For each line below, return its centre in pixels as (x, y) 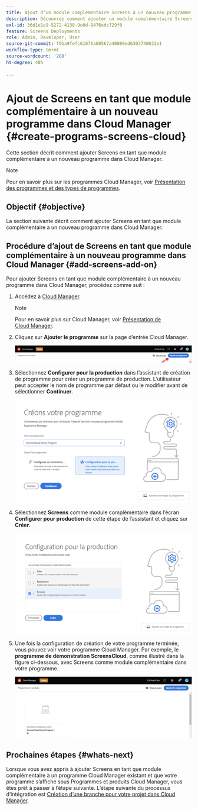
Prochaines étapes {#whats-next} (70, 755)
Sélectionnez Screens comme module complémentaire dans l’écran (97, 512)
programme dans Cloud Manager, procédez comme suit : (75, 285)
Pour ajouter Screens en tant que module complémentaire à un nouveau (93, 279)
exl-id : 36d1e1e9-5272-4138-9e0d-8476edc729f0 (64, 25)
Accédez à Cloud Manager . (48, 296)
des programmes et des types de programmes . (63, 188)
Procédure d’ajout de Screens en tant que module (99, 246)
